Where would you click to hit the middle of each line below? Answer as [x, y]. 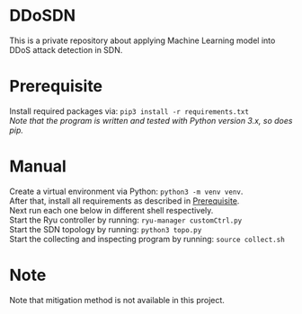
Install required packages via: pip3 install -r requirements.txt [129, 111]
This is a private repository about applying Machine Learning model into [142, 40]
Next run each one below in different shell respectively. [111, 210]
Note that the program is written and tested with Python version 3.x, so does [151, 120]
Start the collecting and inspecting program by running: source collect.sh [147, 239]
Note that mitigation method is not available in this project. [117, 300]
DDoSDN [43, 16]
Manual [38, 166]
